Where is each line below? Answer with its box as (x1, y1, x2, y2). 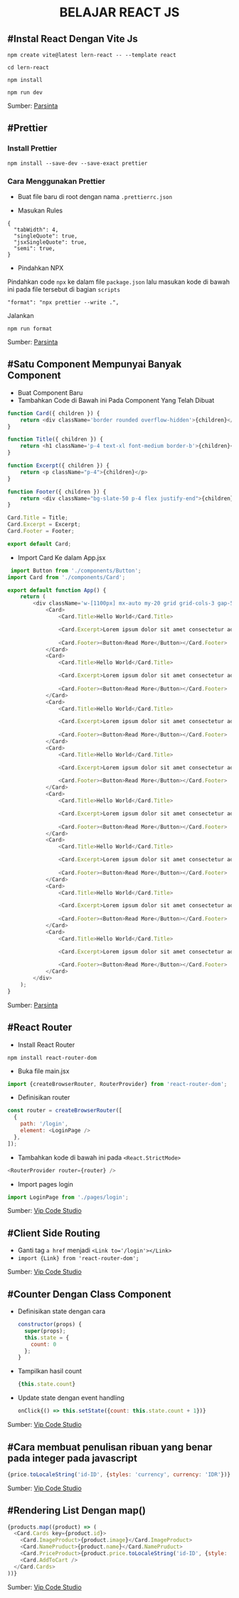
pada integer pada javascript (7, 1452, 137, 1464)
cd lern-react (7, 64, 50, 71)
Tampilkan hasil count (17, 1367, 82, 1376)
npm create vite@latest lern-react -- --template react (7, 51, 176, 58)
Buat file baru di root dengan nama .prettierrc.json (17, 192, 173, 200)
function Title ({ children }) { (7, 436, 103, 443)
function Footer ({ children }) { (7, 488, 107, 496)
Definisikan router (17, 1093, 70, 1102)
